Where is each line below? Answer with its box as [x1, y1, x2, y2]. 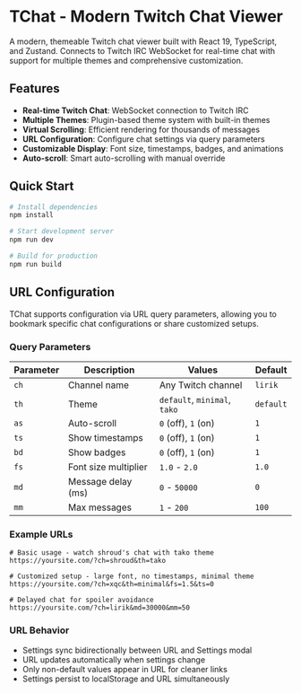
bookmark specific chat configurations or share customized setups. [9, 318, 260, 329]
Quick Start [9, 179, 74, 194]
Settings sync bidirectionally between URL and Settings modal [21, 645, 253, 655]
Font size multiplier [67, 461, 148, 473]
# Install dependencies [9, 202, 99, 212]
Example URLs [9, 528, 73, 540]
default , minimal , [159, 393, 231, 406]
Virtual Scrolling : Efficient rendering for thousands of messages [21, 124, 261, 135]
